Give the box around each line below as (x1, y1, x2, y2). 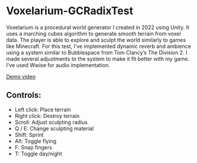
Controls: (6, 90, 41, 100)
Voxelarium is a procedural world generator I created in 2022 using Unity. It (6, 24, 189, 31)
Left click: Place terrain (14, 106, 71, 113)
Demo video (6, 73, 36, 80)
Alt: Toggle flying (14, 138, 57, 145)
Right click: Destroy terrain (14, 112, 80, 119)
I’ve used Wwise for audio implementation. (6, 61, 111, 69)
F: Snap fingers (14, 143, 52, 151)
